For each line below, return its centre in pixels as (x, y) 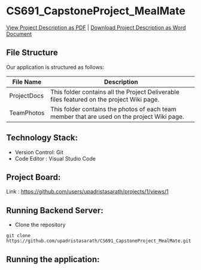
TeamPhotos (27, 113)
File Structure (32, 53)
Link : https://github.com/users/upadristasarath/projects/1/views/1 (87, 192)
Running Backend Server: (55, 210)
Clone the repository (40, 225)
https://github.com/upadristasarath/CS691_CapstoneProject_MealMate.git (99, 241)
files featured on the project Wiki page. (105, 99)
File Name (27, 82)
